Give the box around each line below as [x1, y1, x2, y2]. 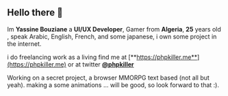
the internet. [7, 39, 42, 48]
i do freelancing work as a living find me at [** [7, 53, 137, 61]
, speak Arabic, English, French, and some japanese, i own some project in [7, 32, 217, 40]
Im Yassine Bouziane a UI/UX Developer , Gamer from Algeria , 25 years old [7, 25, 221, 33]
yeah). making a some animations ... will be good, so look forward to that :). [7, 80, 219, 89]
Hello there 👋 [7, 7, 64, 19]
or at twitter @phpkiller [67, 60, 134, 69]
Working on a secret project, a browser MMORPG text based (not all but [7, 73, 210, 82]
